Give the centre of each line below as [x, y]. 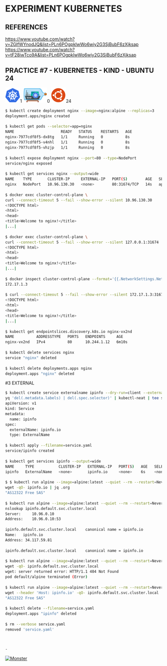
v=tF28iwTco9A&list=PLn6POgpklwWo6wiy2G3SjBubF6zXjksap [71, 55]
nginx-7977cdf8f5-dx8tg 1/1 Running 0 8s [68, 137]
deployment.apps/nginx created [38, 116]
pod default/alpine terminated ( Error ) [46, 577]
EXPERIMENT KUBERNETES [64, 9]
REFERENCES [27, 27]
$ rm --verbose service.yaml [35, 624]
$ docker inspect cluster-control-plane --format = [59, 279]
